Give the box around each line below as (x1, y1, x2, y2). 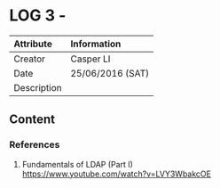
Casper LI (70, 53, 111, 65)
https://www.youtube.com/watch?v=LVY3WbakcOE (21, 168, 211, 179)
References (9, 139, 60, 151)
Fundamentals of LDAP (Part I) (21, 159, 133, 169)
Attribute (13, 37, 53, 50)
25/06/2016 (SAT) (70, 67, 150, 79)
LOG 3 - (9, 5, 67, 26)
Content (9, 112, 56, 127)
